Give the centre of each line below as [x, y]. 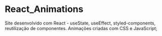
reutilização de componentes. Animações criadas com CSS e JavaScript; [81, 28]
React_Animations [44, 9]
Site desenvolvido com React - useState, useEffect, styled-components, [80, 23]
